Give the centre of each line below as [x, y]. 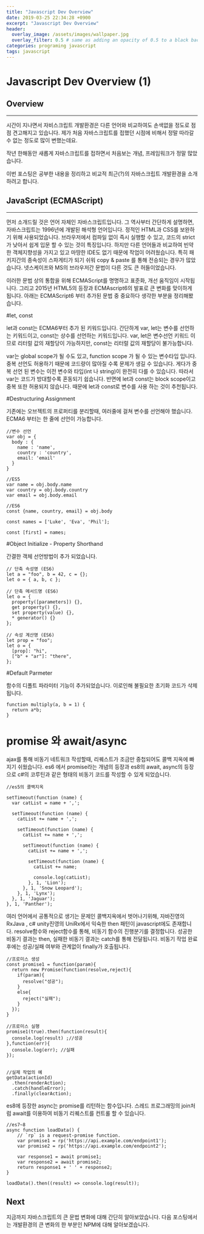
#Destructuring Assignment [41, 398]
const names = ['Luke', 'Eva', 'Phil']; [58, 522]
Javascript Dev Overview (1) [79, 81]
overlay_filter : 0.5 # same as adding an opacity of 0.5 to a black [100, 40]
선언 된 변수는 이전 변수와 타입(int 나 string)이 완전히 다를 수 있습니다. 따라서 [103, 371]
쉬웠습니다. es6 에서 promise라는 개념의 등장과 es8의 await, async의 [100, 767]
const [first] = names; [36, 533]
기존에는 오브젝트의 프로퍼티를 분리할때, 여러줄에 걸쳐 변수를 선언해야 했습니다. [100, 411]
